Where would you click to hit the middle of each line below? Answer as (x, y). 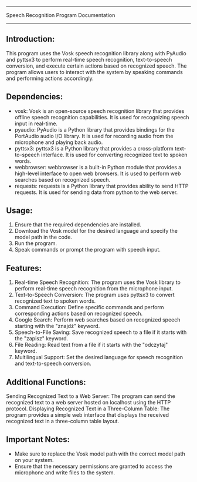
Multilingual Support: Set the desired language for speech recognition (99, 357)
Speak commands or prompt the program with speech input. (88, 250)
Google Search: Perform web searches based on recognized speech (97, 320)
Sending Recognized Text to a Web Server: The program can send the (91, 396)
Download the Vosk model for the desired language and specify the (96, 231)
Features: (24, 268)
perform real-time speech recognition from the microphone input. (94, 289)
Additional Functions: (46, 382)
